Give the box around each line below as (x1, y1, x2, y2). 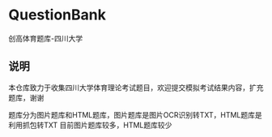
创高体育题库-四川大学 (8, 33, 83, 43)
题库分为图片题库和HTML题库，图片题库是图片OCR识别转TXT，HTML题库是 (8, 109, 263, 119)
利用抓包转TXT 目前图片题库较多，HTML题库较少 (8, 120, 172, 130)
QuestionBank (8, 6, 107, 24)
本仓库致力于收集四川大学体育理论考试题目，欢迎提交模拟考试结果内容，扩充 (8, 83, 264, 92)
